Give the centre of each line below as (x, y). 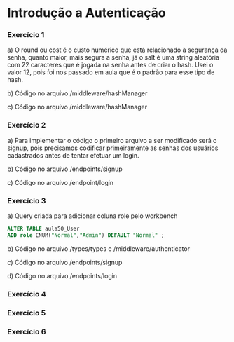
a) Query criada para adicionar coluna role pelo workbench (92, 216)
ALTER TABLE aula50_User (43, 229)
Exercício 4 (27, 294)
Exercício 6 (27, 331)
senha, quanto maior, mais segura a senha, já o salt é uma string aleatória (113, 57)
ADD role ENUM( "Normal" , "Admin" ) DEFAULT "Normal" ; (86, 235)
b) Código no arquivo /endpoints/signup (65, 169)
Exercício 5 (27, 313)
